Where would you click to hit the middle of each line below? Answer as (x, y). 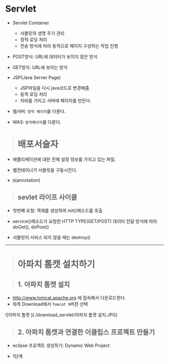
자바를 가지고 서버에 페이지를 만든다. (56, 100)
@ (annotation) (26, 180)
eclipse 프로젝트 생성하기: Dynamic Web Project (61, 345)
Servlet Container (31, 23)
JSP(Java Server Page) (37, 77)
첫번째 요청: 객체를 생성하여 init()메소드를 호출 (58, 210)
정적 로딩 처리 (33, 39)
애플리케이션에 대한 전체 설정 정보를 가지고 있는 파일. (64, 159)
